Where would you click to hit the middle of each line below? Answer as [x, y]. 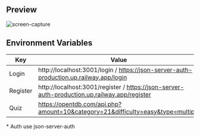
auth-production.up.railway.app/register [94, 94]
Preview [22, 10]
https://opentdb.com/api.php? [80, 104]
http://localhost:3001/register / [82, 87]
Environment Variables [49, 43]
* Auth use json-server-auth [41, 126]
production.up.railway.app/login [82, 77]
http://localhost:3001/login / [78, 70]
